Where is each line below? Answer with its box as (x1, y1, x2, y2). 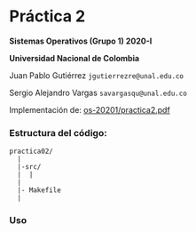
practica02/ (9, 147, 53, 157)
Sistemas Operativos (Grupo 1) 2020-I (9, 36, 153, 46)
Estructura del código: (9, 126, 108, 139)
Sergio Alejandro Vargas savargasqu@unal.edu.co (9, 87, 188, 98)
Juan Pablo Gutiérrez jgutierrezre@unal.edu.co (9, 69, 184, 81)
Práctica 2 (9, 6, 86, 27)
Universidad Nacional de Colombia (9, 52, 140, 63)
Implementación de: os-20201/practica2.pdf (9, 104, 170, 115)
